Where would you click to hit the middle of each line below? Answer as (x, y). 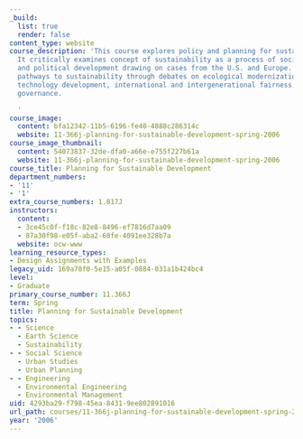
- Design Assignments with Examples (78, 261)
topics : (24, 320)
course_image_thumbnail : (56, 144)
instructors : (34, 210)
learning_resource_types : (58, 252)
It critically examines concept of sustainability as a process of (147, 60)
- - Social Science (46, 353)
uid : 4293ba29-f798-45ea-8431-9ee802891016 (92, 404)
